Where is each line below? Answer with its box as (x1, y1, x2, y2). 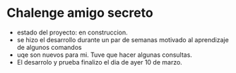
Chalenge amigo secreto (6, 5, 153, 21)
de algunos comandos (16, 43, 82, 51)
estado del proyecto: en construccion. (16, 28, 128, 36)
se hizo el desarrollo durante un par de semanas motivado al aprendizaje (16, 35, 229, 44)
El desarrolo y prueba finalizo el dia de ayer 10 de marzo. (16, 58, 183, 66)
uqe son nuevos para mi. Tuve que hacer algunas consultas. (16, 51, 192, 59)
